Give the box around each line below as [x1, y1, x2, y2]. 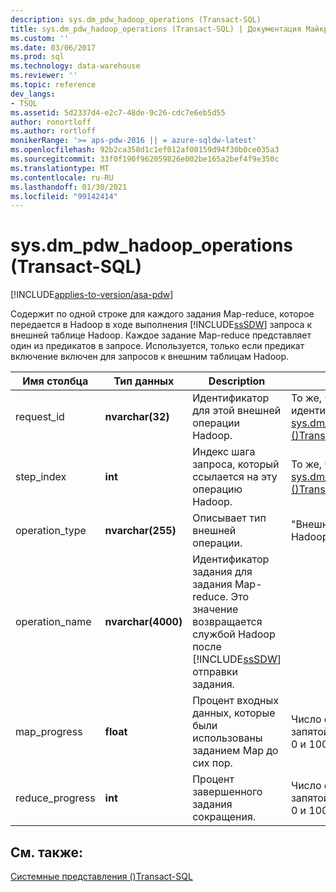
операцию [192, 482, 243, 496]
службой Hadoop [192, 627, 276, 641]
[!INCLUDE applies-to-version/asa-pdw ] [10, 289, 174, 301]
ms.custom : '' [10, 33, 70, 43]
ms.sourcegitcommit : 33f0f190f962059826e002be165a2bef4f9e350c [10, 154, 280, 164]
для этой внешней [192, 404, 282, 418]
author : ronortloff [10, 117, 92, 127]
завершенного [192, 785, 263, 799]
